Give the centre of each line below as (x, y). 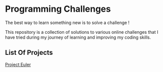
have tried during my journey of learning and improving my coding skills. (78, 37)
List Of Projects (29, 53)
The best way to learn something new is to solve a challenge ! (67, 23)
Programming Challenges (58, 9)
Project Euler (18, 64)
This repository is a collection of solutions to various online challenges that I (81, 32)
